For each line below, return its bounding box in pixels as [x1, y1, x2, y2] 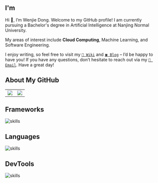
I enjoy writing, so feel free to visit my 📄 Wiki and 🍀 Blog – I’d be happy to [5, 51, 153, 57]
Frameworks [5, 105, 45, 114]
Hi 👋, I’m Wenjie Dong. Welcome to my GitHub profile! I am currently [5, 17, 142, 23]
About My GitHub [5, 76, 60, 85]
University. [5, 27, 27, 33]
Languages [5, 132, 40, 141]
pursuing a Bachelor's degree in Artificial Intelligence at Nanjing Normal [5, 22, 149, 28]
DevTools [5, 160, 34, 168]
